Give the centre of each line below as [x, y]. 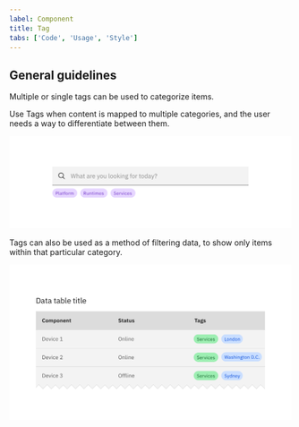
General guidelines [63, 75]
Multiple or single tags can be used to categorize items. [112, 97]
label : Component [42, 19]
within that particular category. [66, 252]
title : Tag [30, 28]
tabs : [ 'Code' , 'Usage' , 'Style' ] [74, 38]
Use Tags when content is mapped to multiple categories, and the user [140, 114]
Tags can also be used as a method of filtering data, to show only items [141, 243]
